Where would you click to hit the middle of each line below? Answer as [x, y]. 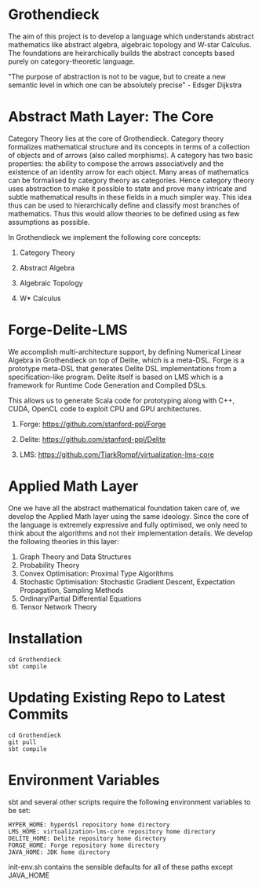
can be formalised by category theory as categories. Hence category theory [131, 180]
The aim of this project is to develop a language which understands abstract [131, 36]
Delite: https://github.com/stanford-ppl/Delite [93, 439]
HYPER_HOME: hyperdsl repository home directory [89, 824]
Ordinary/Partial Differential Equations [80, 598]
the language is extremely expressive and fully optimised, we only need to [128, 524]
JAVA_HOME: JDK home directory [59, 852]
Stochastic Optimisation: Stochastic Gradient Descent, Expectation [127, 582]
